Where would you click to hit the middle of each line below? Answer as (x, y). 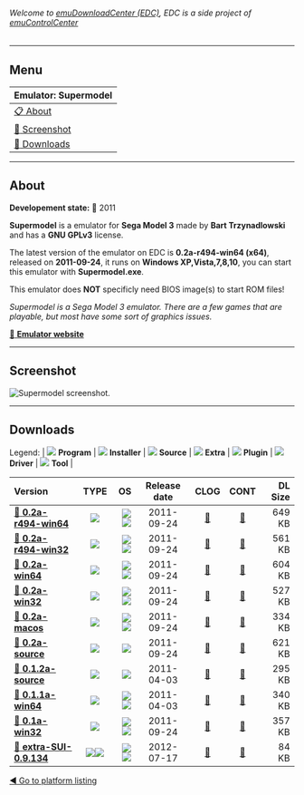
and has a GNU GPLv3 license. (66, 235)
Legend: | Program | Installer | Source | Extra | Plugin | (141, 452)
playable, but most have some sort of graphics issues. (111, 316)
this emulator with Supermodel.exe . (77, 271)
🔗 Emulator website (47, 334)
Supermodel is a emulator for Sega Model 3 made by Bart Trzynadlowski (147, 225)
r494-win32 (42, 550)
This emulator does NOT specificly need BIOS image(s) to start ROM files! (147, 289)
